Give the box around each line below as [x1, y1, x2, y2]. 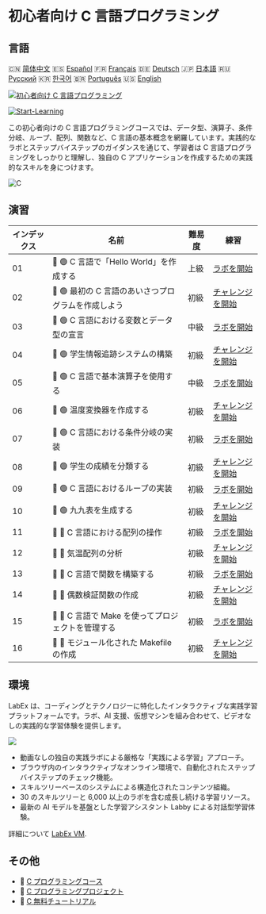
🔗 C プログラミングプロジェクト [19, 886, 124, 897]
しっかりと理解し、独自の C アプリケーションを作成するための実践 [35, 152, 253, 162]
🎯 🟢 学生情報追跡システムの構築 [52, 348, 173, 359]
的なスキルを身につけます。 [8, 163, 98, 171]
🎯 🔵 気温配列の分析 [52, 547, 123, 559]
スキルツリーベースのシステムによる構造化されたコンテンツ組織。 [19, 782, 235, 792]
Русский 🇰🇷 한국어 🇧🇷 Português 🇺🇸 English [8, 74, 162, 83]
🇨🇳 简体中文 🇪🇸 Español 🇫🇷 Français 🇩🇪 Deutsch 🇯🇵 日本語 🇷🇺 [8, 64, 231, 73]
